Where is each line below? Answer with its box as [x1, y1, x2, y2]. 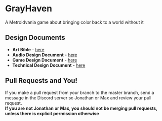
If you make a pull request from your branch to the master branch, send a [5, 90, 155, 95]
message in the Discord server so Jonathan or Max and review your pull [5, 94, 152, 101]
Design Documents [5, 33, 65, 42]
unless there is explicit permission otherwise [5, 110, 99, 116]
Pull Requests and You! [5, 77, 78, 85]
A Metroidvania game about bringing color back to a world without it [5, 19, 144, 25]
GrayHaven [5, 3, 52, 14]
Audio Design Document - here [12, 52, 78, 58]
